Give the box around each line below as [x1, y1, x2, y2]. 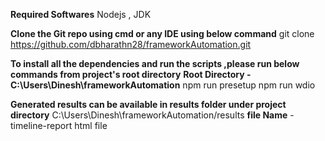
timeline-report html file [10, 120, 108, 131]
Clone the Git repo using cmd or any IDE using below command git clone [10, 28, 315, 39]
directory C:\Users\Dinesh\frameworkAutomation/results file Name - [10, 109, 295, 121]
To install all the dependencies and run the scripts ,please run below [10, 58, 300, 69]
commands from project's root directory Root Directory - [10, 69, 252, 80]
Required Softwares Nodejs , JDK [10, 9, 152, 20]
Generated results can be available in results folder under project [10, 99, 287, 110]
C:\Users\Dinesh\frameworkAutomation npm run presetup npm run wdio [10, 79, 316, 91]
